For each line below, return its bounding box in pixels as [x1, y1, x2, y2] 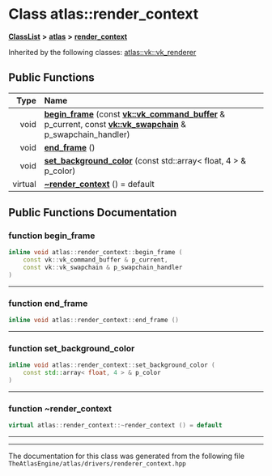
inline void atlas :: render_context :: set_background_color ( [8, 361, 216, 369]
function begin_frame [8, 230, 96, 241]
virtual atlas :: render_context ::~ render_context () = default [8, 422, 223, 430]
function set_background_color [8, 343, 135, 355]
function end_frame [8, 297, 88, 308]
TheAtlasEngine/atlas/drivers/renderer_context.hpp [8, 460, 186, 468]
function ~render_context [8, 402, 112, 414]
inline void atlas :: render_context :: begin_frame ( [8, 249, 183, 257]
